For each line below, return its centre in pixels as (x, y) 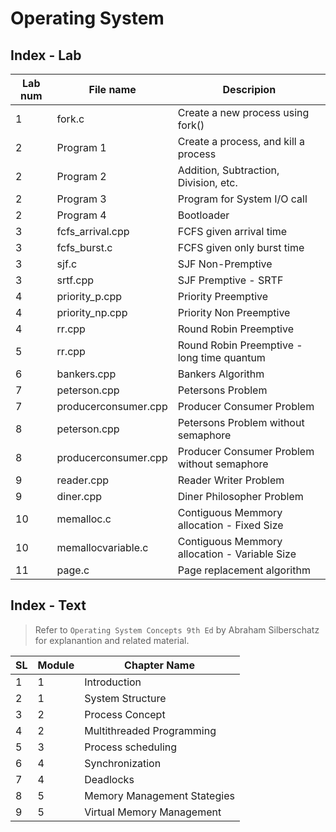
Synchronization (123, 763)
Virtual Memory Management (153, 812)
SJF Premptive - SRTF (230, 280)
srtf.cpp (75, 280)
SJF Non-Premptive (225, 264)
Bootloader (203, 215)
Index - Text (48, 605)
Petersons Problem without (241, 422)
